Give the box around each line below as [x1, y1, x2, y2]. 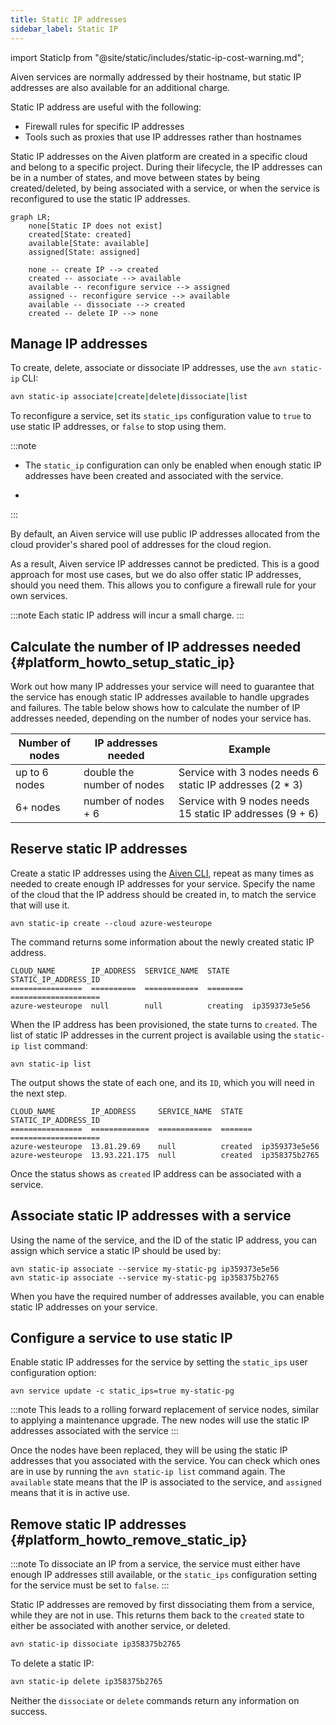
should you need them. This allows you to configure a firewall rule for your [10, 579, 317, 591]
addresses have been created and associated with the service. [24, 470, 284, 482]
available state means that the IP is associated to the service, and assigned [10, 1476, 322, 1488]
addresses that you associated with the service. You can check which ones [10, 1455, 321, 1467]
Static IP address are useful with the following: [10, 101, 202, 113]
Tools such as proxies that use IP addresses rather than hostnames [24, 131, 302, 143]
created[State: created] [28, 229, 132, 240]
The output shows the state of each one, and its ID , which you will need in [10, 1076, 315, 1088]
